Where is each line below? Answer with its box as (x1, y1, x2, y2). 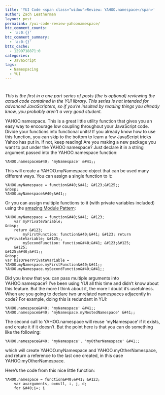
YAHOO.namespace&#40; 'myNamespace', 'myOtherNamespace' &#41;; (5, 339, 140, 344)
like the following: (5, 329, 41, 335)
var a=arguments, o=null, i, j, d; (14, 381, 87, 387)
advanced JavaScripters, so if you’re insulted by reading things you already (5, 103, 160, 109)
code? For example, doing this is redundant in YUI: (5, 296, 107, 302)
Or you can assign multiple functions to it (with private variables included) (5, 200, 155, 206)
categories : (5, 53, 30, 58)
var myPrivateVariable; (14, 219, 63, 224)
